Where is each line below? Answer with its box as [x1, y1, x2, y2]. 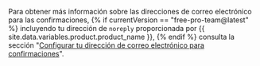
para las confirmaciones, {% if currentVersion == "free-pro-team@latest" [8, 15, 249, 25]
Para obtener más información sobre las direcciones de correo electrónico [8, 7, 252, 16]
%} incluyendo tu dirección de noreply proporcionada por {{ [8, 24, 205, 33]
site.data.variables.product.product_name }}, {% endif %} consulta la [8, 32, 235, 41]
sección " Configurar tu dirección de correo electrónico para [8, 41, 205, 50]
